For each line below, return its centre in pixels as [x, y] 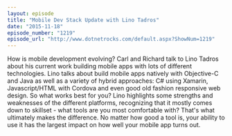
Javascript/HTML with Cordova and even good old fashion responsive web [114, 88]
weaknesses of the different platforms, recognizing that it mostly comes [110, 103]
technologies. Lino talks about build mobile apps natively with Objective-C [113, 74]
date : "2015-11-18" [35, 26]
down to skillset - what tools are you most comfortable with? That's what [111, 110]
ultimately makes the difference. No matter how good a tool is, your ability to [116, 117]
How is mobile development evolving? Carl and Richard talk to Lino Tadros [113, 59]
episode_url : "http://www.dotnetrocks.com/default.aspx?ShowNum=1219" [111, 39]
